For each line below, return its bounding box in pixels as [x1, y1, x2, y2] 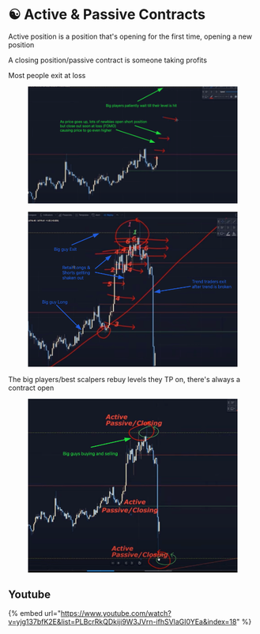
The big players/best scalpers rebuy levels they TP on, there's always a [8, 374, 241, 384]
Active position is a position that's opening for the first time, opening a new [8, 32, 253, 41]
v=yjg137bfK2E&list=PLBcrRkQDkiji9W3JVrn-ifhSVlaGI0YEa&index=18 [8, 617, 237, 627]
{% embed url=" [8, 609, 62, 618]
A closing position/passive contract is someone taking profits [8, 55, 208, 65]
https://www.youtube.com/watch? [60, 609, 171, 618]
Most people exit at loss [8, 70, 86, 80]
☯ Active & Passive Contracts [8, 6, 205, 24]
